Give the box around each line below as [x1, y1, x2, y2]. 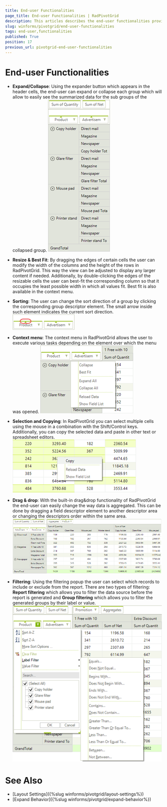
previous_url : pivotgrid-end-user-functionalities [5, 45, 112, 50]
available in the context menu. [12, 289, 74, 295]
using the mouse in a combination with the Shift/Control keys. [12, 423, 139, 429]
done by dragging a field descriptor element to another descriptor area [12, 507, 158, 513]
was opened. [12, 408, 39, 414]
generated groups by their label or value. [12, 600, 96, 606]
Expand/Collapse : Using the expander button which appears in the [12, 83, 150, 89]
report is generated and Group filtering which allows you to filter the [12, 595, 153, 601]
